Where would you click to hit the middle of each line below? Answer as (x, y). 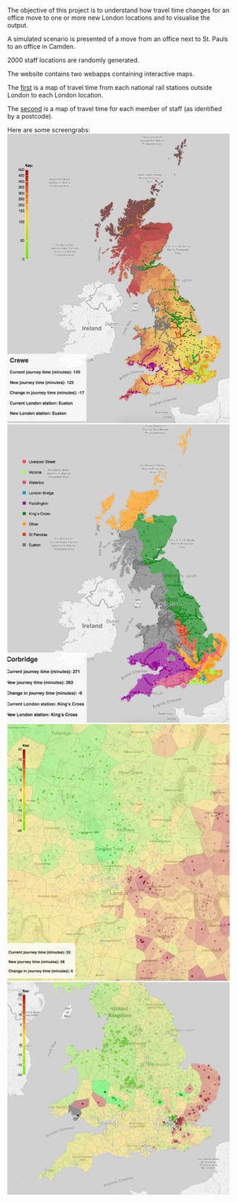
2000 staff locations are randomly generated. (73, 60)
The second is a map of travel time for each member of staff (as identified (115, 109)
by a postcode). (30, 116)
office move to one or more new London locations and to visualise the (109, 18)
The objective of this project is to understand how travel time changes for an (119, 10)
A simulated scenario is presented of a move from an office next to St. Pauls (118, 39)
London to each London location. (55, 95)
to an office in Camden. (41, 46)
